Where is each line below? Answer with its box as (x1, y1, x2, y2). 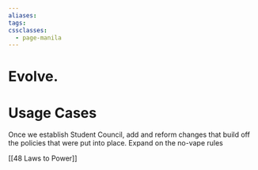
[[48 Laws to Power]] (8, 153, 78, 163)
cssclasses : (8, 26, 47, 34)
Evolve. (8, 68, 59, 85)
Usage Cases (8, 104, 97, 122)
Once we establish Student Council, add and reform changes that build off (8, 130, 251, 139)
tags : (8, 19, 26, 27)
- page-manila (15, 33, 62, 42)
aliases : (8, 11, 37, 20)
